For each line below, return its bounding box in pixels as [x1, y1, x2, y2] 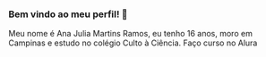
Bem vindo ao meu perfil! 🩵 [8, 8, 128, 20]
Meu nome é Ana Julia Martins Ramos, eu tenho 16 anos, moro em [8, 28, 253, 39]
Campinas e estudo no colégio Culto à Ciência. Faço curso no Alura [8, 37, 258, 48]
